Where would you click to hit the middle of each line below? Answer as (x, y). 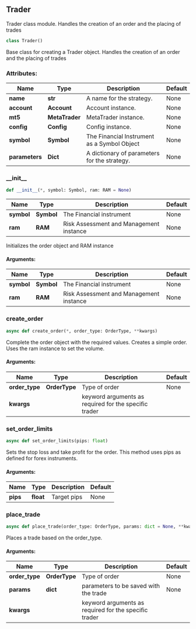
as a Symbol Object (113, 143)
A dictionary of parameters (123, 153)
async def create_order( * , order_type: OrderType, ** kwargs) (82, 331)
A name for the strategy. (120, 98)
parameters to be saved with (121, 586)
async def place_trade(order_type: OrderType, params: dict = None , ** (95, 527)
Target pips (67, 497)
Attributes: (22, 73)
